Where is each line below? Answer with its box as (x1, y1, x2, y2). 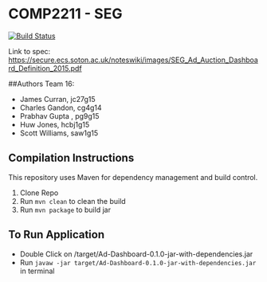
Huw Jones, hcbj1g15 (19, 119, 90, 129)
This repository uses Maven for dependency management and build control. (8, 172, 258, 182)
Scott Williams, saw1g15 (19, 128, 99, 138)
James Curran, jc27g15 (19, 94, 96, 104)
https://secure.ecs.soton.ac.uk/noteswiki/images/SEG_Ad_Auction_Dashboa (8, 55, 259, 65)
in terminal (19, 266, 55, 276)
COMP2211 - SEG (8, 5, 123, 23)
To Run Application (8, 228, 105, 241)
